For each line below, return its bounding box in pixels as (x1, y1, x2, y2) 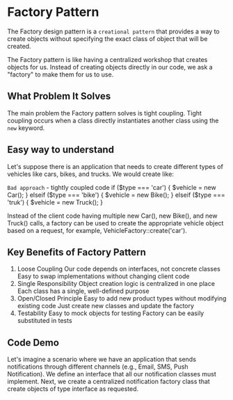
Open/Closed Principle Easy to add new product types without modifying (17, 294, 227, 303)
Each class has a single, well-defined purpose (17, 287, 150, 296)
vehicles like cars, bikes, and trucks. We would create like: (7, 170, 174, 178)
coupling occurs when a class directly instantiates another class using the (7, 116, 219, 125)
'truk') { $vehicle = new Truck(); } (7, 198, 103, 206)
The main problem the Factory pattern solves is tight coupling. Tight (7, 109, 202, 117)
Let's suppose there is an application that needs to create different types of (7, 162, 224, 170)
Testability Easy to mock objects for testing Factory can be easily (17, 309, 204, 317)
